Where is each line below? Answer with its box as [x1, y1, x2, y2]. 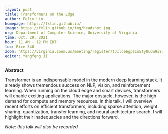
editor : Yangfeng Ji [5, 53, 48, 59]
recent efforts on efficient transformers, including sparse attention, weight [5, 103, 158, 110]
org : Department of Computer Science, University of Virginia [5, 30, 137, 35]
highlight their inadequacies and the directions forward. [5, 114, 119, 120]
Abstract [5, 67, 24, 73]
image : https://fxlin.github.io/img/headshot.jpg [5, 26, 111, 31]
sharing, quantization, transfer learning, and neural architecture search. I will [5, 109, 162, 115]
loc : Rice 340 [5, 44, 35, 49]
